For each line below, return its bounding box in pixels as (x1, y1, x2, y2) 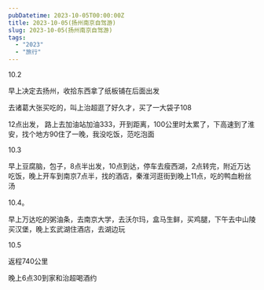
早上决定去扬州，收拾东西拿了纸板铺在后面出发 (8, 86, 159, 95)
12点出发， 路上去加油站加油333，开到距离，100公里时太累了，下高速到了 (8, 120, 248, 128)
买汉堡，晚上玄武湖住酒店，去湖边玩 (8, 225, 126, 233)
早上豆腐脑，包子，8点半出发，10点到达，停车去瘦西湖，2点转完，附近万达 (8, 162, 251, 170)
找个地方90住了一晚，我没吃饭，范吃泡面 (21, 129, 155, 139)
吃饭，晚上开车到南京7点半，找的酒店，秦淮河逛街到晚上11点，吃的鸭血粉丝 (8, 171, 252, 180)
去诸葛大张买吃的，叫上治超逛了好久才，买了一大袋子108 (8, 103, 192, 112)
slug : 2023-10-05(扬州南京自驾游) (8, 26, 113, 34)
